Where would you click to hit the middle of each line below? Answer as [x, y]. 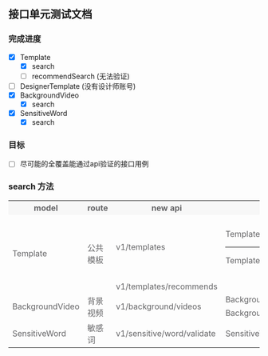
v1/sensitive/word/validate [166, 333]
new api [166, 208]
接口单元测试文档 [50, 14]
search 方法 [31, 186]
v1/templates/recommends [166, 286]
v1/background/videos [158, 306]
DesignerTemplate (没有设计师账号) [78, 86]
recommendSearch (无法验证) [81, 76]
